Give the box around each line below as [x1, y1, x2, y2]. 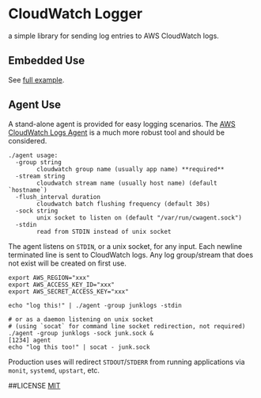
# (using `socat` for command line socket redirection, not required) [8, 322, 246, 330]
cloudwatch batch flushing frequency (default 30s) [36, 200, 211, 208]
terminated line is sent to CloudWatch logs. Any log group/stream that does [8, 250, 254, 259]
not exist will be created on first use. [8, 258, 127, 268]
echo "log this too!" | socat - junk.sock [8, 343, 150, 351]
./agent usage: [8, 151, 59, 159]
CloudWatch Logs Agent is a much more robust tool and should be [8, 128, 225, 137]
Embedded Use [8, 54, 85, 67]
